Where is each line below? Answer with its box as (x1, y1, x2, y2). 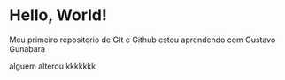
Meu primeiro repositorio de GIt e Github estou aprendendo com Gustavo (9, 34, 276, 45)
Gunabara (9, 43, 46, 54)
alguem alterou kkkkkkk (9, 61, 96, 71)
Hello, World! (9, 5, 108, 25)
